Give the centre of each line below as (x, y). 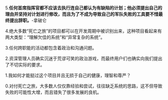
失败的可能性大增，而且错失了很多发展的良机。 (53, 92)
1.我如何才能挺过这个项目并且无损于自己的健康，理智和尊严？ (68, 75)
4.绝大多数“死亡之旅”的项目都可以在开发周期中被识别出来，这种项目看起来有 (83, 31)
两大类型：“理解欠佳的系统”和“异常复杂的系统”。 (55, 37)
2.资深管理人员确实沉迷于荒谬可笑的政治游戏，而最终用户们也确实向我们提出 (84, 58)
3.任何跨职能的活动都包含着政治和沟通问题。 (51, 48)
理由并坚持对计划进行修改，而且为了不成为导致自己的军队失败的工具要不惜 (82, 14)
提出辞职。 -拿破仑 (28, 20)
